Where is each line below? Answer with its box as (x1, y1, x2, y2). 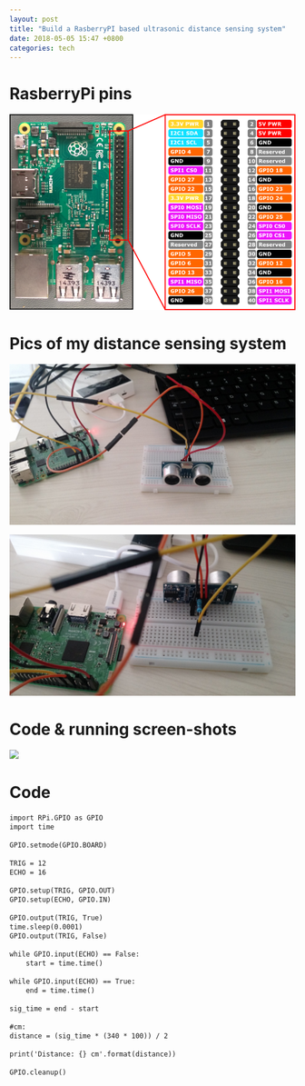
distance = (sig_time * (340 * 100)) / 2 (9, 1031, 169, 1041)
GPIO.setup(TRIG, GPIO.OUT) (9, 886, 116, 895)
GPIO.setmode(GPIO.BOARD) (9, 841, 107, 850)
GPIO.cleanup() (9, 1068, 67, 1077)
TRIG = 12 (9, 859, 47, 868)
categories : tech (9, 44, 75, 53)
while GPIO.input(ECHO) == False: (9, 950, 141, 959)
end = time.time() (25, 986, 95, 995)
